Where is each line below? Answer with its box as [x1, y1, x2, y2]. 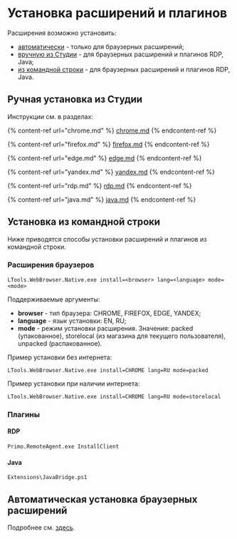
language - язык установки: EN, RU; [17, 316, 127, 325]
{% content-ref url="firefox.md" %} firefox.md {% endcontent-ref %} [7, 140, 210, 148]
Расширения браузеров [7, 260, 95, 270]
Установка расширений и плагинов [7, 5, 228, 21]
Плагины [7, 409, 41, 419]
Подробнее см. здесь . [7, 523, 75, 532]
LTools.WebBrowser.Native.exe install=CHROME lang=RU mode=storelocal [7, 393, 221, 400]
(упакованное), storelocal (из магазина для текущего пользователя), [17, 332, 226, 340]
